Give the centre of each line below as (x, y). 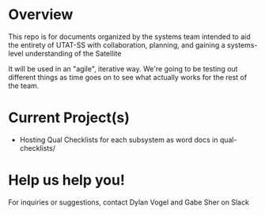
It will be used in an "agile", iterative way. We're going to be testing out (123, 68)
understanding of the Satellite (73, 53)
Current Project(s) (69, 118)
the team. (24, 86)
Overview (41, 15)
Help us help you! (66, 180)
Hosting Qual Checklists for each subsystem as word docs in (119, 140)
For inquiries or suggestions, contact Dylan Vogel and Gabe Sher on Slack (129, 202)
